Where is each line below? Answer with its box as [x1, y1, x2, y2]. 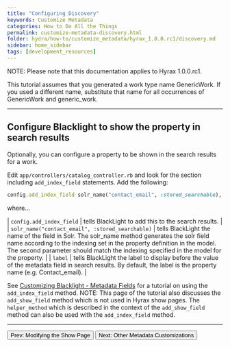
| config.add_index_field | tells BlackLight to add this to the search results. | [7, 217, 222, 225]
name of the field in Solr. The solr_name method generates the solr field [7, 231, 210, 240]
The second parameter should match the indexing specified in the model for [7, 246, 222, 254]
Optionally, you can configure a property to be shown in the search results [7, 150, 217, 158]
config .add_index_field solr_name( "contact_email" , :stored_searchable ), [7, 191, 222, 198]
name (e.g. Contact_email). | [7, 268, 87, 276]
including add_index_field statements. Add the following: [7, 178, 168, 186]
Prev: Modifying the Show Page [10, 331, 90, 339]
